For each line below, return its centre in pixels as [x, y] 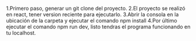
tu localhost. [21, 33]
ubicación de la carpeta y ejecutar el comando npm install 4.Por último [92, 20]
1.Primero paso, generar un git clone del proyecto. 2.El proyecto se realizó [96, 8]
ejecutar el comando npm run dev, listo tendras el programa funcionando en [98, 27]
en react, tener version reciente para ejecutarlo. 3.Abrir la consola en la [92, 14]
